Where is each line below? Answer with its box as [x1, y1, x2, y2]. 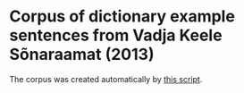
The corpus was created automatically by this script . [9, 73, 203, 84]
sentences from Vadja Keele [9, 25, 223, 46]
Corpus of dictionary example [9, 6, 235, 27]
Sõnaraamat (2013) [9, 45, 155, 64]
